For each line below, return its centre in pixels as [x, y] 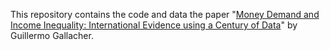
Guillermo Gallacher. [52, 35]
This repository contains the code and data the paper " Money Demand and [165, 14]
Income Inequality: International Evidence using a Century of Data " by [154, 25]
